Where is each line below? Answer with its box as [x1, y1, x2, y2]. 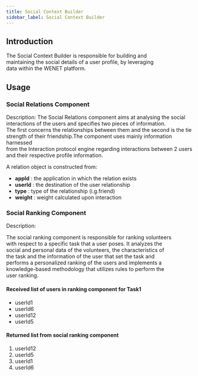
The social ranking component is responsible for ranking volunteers [6, 234, 172, 241]
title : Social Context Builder [6, 8, 84, 15]
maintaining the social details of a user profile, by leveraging [6, 58, 154, 66]
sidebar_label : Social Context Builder [6, 14, 105, 20]
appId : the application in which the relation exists [14, 175, 137, 182]
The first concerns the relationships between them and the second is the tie [6, 127, 192, 133]
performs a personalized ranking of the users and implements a [6, 259, 162, 266]
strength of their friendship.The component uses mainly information [6, 132, 172, 140]
